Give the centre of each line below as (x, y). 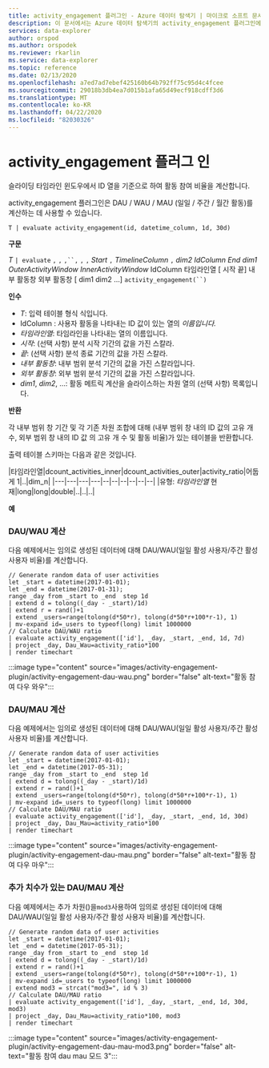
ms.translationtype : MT (48, 98)
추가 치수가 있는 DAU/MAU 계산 (66, 888)
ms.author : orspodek (43, 46)
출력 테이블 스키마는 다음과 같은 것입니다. (72, 454)
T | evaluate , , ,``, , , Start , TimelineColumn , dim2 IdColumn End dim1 (133, 259)
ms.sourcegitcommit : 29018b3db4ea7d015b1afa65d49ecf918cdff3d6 (116, 90)
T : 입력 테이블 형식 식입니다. (64, 313)
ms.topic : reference (43, 68)
